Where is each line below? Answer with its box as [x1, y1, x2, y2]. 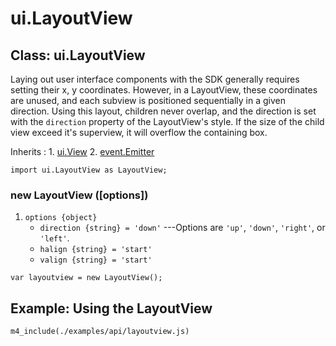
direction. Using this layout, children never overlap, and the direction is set [10, 105, 317, 117]
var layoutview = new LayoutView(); [10, 273, 163, 283]
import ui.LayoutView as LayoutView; [10, 165, 168, 175]
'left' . [39, 232, 70, 244]
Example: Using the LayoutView [10, 300, 213, 317]
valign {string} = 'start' [39, 255, 153, 266]
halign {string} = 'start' [39, 245, 153, 255]
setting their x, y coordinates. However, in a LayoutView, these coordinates [10, 84, 318, 96]
